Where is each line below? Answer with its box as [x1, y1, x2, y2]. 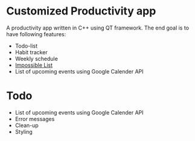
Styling [14, 128, 33, 135]
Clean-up [14, 122, 39, 129]
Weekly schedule [14, 55, 59, 62]
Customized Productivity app [6, 4, 156, 18]
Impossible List [14, 61, 53, 69]
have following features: [6, 30, 66, 37]
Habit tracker [14, 48, 48, 55]
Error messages [14, 115, 55, 122]
